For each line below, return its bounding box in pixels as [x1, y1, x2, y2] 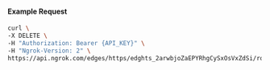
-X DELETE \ [7, 32, 48, 40]
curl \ [7, 24, 30, 32]
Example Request [7, 6, 68, 16]
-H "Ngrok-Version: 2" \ [7, 47, 91, 55]
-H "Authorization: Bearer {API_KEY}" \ [7, 39, 146, 47]
